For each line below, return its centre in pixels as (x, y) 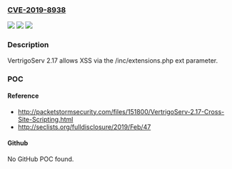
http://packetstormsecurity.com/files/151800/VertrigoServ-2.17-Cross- (121, 111)
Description (28, 45)
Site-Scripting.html (45, 119)
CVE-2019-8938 (37, 10)
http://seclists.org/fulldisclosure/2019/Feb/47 (84, 127)
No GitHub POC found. (41, 159)
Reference (23, 96)
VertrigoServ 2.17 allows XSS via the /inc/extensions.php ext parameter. (113, 60)
